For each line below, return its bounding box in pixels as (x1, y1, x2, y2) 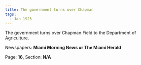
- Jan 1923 (9, 16, 32, 21)
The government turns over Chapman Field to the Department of (5, 30, 137, 36)
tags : (5, 12, 16, 17)
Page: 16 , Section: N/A (5, 54, 51, 60)
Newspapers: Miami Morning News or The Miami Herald (5, 45, 122, 51)
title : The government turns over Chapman (5, 7, 94, 12)
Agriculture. (5, 35, 30, 41)
